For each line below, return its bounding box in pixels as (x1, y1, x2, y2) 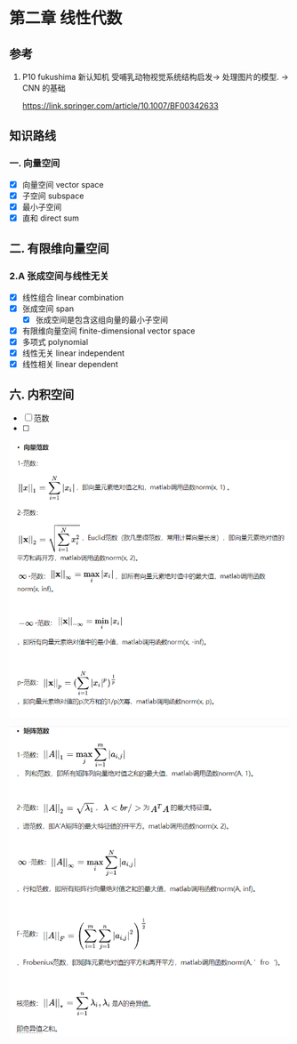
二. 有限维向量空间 (9, 241, 109, 256)
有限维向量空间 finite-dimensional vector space (21, 325, 196, 336)
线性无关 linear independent (21, 348, 125, 358)
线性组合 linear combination (21, 292, 124, 302)
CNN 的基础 (21, 83, 67, 93)
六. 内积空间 (9, 388, 75, 403)
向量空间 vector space (21, 179, 104, 189)
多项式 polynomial (21, 336, 89, 347)
